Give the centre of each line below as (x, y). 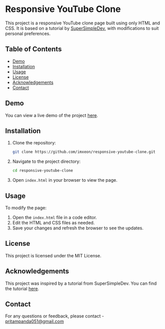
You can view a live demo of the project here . (52, 115)
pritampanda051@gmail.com (34, 322)
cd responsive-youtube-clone (43, 171)
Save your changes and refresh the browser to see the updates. (78, 228)
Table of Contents (34, 49)
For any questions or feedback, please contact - (55, 316)
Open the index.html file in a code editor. (55, 217)
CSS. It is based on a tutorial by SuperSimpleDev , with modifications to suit (82, 28)
